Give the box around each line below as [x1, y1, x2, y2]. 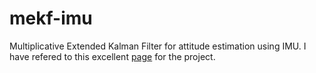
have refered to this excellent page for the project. [9, 50, 216, 62]
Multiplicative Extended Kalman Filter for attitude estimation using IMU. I [9, 40, 307, 52]
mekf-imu [9, 7, 93, 30]
